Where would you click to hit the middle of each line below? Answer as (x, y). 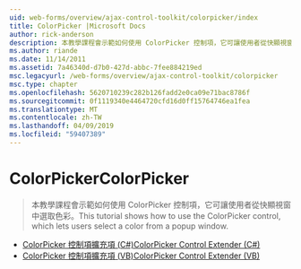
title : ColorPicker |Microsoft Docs (77, 26)
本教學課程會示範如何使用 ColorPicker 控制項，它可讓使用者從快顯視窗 (161, 204)
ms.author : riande (43, 51)
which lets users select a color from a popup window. (129, 226)
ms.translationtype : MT (54, 109)
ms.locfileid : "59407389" (57, 134)
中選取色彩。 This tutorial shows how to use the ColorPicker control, (156, 215)
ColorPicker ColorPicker (99, 179)
